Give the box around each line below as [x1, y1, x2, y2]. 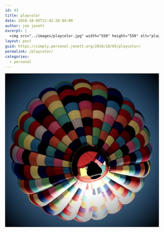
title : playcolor [5, 13, 41, 18]
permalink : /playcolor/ [5, 49, 54, 54]
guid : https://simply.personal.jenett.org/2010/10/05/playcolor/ [5, 44, 141, 49]
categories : [5, 54, 29, 59]
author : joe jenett [5, 23, 45, 28]
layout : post [5, 39, 32, 44]
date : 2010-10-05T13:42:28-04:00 [5, 18, 73, 23]
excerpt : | [5, 28, 27, 34]
